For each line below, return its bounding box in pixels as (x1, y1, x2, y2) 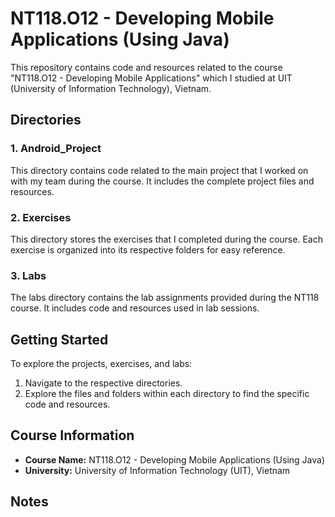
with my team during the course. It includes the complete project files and (10, 175, 315, 187)
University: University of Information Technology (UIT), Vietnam (24, 464, 291, 476)
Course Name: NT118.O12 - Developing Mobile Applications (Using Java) (24, 453, 326, 466)
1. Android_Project (10, 142, 102, 156)
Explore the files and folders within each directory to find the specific (24, 388, 310, 400)
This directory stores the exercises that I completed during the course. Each (10, 233, 323, 245)
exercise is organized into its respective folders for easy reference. (10, 243, 286, 256)
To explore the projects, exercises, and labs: (10, 358, 193, 370)
